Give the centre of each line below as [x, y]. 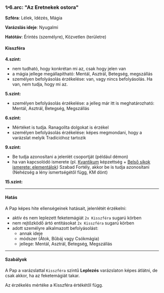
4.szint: [13, 59]
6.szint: [13, 118]
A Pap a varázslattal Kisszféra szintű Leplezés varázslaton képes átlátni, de [81, 270]
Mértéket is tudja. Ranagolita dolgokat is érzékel [60, 127]
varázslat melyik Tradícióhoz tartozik [49, 137]
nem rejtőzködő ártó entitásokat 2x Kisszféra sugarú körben [73, 223]
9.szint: [13, 147]
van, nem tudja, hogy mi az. [40, 84]
